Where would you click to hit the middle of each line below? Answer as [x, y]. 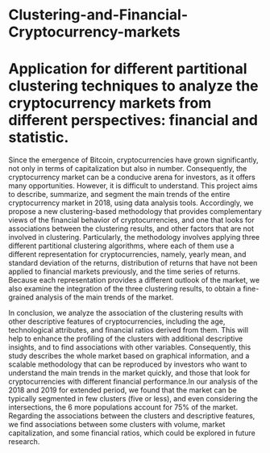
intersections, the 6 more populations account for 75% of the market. [123, 407]
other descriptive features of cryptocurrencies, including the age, [117, 321]
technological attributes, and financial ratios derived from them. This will [128, 330]
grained [21, 297]
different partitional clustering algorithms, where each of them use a [121, 246]
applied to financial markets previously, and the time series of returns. [124, 271]
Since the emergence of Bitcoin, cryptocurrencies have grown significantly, [134, 160]
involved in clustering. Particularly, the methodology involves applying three [134, 237]
